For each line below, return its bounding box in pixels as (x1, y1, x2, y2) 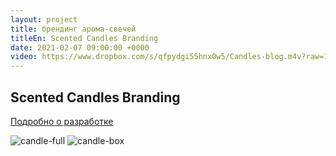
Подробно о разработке (10, 115, 114, 127)
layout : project (10, 14, 78, 25)
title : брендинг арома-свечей (10, 24, 137, 34)
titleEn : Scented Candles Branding (10, 33, 159, 43)
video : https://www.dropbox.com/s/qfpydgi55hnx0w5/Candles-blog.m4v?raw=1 (10, 52, 329, 62)
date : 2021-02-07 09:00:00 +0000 (10, 42, 150, 53)
